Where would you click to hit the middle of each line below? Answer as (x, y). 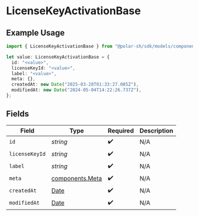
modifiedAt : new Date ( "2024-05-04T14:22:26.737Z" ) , (77, 90)
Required (121, 130)
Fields (18, 114)
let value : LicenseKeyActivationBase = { (58, 57)
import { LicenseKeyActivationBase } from (59, 46)
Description (156, 130)
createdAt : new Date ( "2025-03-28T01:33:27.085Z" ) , (75, 85)
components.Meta (77, 179)
